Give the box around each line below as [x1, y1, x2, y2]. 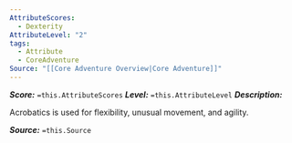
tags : [9, 38, 30, 48]
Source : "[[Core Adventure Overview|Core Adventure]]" [9, 65, 223, 74]
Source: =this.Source [9, 124, 91, 135]
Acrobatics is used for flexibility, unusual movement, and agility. [9, 107, 249, 117]
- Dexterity [17, 22, 64, 31]
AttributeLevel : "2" [9, 30, 89, 39]
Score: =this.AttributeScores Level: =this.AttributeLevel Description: [9, 88, 283, 100]
